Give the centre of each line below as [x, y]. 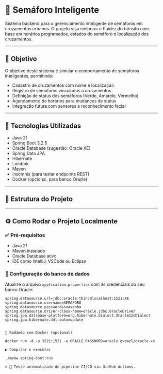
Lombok [20, 163]
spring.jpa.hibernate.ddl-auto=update [44, 320]
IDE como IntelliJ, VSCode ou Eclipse [49, 261]
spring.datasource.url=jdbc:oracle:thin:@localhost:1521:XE [67, 299]
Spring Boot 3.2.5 [30, 143]
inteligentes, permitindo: [29, 76]
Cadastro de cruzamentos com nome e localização [63, 85]
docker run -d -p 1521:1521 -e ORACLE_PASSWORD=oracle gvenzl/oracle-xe [80, 341]
